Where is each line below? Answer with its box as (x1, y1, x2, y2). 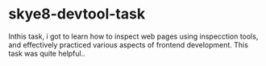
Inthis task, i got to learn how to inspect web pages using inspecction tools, (8, 31, 259, 41)
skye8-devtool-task (8, 5, 146, 23)
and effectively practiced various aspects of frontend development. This (8, 39, 248, 49)
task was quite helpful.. (8, 48, 86, 58)
